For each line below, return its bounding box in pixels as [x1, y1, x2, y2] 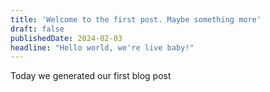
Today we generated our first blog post [10, 70, 172, 82]
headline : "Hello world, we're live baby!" [10, 42, 195, 53]
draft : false [10, 24, 65, 34]
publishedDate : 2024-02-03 [10, 33, 123, 43]
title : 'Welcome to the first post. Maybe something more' [10, 14, 262, 25]
